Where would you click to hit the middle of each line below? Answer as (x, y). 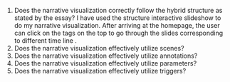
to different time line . (45, 41)
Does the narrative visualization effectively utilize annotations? (106, 56)
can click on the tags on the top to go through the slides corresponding (119, 33)
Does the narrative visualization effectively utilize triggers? (100, 71)
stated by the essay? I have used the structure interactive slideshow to (117, 18)
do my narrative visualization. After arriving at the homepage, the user (117, 25)
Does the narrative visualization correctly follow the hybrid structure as (118, 10)
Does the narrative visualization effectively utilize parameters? (105, 63)
